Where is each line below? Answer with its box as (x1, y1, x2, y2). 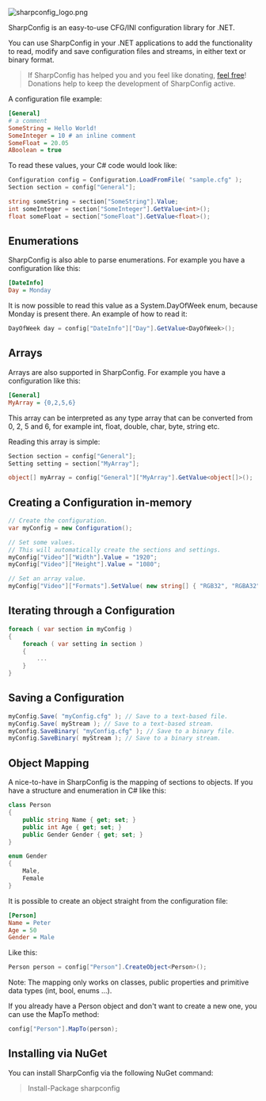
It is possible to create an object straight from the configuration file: (8, 896, 228, 905)
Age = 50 (8, 926, 37, 935)
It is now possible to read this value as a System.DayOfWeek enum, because (8, 301, 258, 311)
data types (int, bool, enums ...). (8, 986, 112, 996)
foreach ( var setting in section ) (22, 640, 144, 648)
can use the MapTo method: (8, 1010, 100, 1019)
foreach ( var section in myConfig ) (8, 625, 133, 633)
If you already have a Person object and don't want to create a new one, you (8, 1001, 257, 1011)
